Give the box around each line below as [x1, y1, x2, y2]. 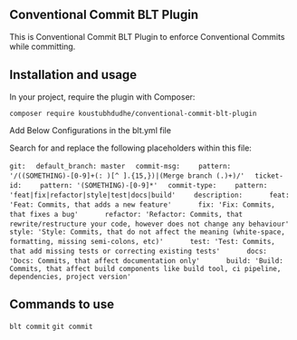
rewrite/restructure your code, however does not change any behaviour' [9, 219, 290, 228]
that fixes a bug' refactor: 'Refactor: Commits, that [9, 209, 243, 219]
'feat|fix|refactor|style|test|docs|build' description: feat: [9, 190, 290, 199]
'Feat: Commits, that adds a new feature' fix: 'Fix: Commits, [9, 199, 276, 209]
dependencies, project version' [9, 272, 131, 281]
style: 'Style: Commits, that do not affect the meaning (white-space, [9, 227, 285, 237]
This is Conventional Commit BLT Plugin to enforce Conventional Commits [9, 31, 285, 42]
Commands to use [9, 296, 115, 312]
